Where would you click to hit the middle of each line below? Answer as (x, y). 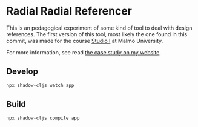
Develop (22, 72)
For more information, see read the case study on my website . (84, 52)
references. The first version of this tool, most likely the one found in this (97, 34)
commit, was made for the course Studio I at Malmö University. (85, 41)
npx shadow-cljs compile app (43, 118)
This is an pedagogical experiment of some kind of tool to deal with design (99, 28)
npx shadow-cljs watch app (40, 85)
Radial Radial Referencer (69, 11)
